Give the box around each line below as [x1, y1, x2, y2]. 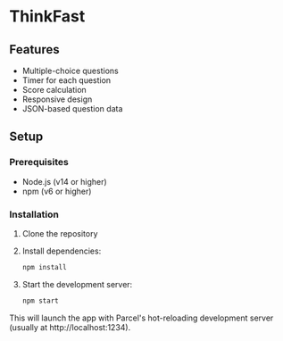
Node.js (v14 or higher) [21, 176, 107, 187]
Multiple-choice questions [21, 65, 119, 76]
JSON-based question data [21, 104, 123, 113]
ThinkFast [9, 6, 86, 27]
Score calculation [21, 85, 87, 95]
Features [9, 42, 60, 57]
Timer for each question [21, 75, 112, 86]
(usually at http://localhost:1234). [9, 321, 131, 332]
